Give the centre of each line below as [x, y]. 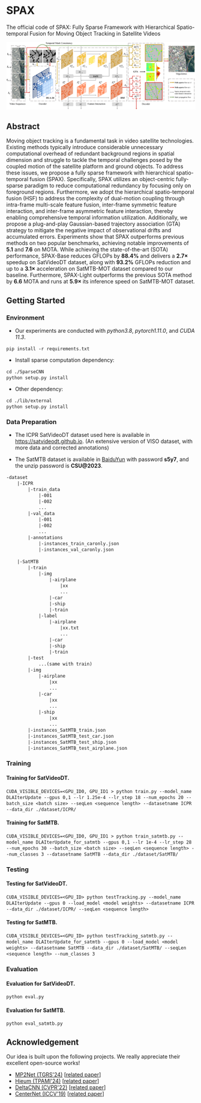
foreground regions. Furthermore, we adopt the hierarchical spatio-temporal [100, 192]
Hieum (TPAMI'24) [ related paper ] [57, 1081]
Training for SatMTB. [33, 823]
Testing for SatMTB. [32, 922]
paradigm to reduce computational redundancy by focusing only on [108, 186]
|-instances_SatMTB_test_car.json [71, 737]
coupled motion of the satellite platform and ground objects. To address [95, 167]
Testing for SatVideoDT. [37, 884]
